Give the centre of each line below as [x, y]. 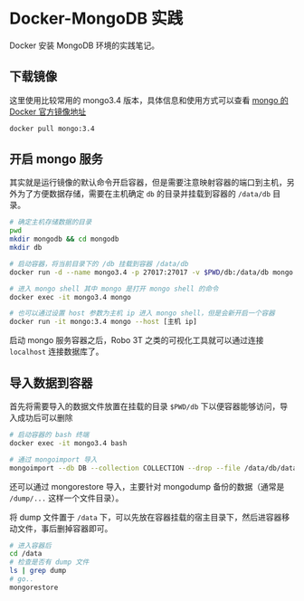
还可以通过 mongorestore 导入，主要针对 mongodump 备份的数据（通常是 [147, 486]
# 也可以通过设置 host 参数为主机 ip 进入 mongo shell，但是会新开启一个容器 [142, 313]
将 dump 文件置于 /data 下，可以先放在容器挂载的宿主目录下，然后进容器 [146, 517]
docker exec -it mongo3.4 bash [68, 443]
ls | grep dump [38, 571]
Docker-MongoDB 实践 [96, 19]
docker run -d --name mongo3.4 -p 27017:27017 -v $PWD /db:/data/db [139, 272]
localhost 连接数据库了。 [57, 352]
